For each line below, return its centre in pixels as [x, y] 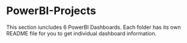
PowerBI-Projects [51, 11]
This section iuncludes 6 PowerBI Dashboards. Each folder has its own [94, 27]
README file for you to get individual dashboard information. [81, 33]
